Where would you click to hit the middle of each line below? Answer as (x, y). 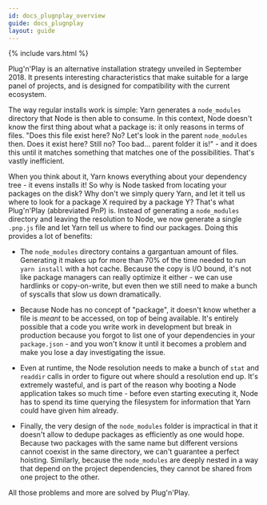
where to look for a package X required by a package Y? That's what (121, 202)
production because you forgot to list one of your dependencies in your (137, 335)
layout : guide (32, 30)
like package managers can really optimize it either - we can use (126, 277)
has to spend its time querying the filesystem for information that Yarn (135, 402)
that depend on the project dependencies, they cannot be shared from (136, 469)
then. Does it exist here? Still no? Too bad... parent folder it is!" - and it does (133, 144)
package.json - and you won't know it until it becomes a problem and (133, 344)
